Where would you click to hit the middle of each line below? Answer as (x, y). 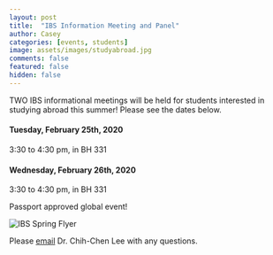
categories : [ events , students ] (68, 42)
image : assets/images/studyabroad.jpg (80, 50)
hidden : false (35, 75)
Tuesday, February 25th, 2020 (66, 130)
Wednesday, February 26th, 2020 (73, 170)
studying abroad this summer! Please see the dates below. (116, 109)
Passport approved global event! (68, 207)
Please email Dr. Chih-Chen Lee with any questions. (103, 241)
